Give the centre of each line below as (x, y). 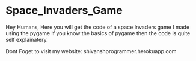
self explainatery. (27, 39)
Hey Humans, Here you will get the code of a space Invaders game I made (98, 27)
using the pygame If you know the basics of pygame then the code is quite (98, 33)
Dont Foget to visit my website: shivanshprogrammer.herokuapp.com (91, 51)
